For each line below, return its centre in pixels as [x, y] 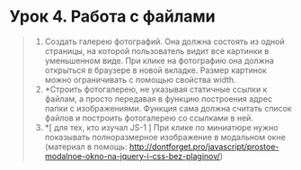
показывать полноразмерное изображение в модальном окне [165, 137]
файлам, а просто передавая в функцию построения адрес [158, 98]
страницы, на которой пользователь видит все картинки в [157, 50]
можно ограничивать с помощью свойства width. [140, 79]
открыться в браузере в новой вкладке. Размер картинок [156, 70]
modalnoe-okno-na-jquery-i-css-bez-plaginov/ [132, 156]
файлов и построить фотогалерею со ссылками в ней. [149, 118]
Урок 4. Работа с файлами [112, 17]
